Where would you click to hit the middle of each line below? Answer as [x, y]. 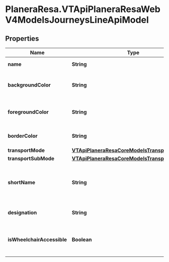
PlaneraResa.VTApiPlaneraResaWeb [83, 9]
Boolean [82, 240]
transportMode [26, 150]
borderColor [23, 136]
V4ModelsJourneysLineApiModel [77, 20]
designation [22, 212]
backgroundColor [29, 85]
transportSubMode [31, 158]
